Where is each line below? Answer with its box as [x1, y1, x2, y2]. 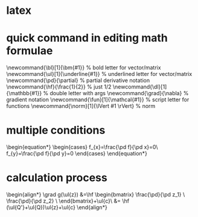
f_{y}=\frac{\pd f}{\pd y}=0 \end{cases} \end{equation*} [6, 150, 148, 157]
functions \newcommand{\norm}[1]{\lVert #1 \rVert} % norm [6, 102, 156, 110]
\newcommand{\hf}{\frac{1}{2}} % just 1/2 [6, 83, 112, 90]
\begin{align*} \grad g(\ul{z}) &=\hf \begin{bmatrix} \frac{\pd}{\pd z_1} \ [6, 191, 185, 198]
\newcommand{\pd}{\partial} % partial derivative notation [6, 77, 150, 84]
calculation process [6, 171, 107, 184]
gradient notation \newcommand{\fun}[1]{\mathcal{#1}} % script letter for [6, 96, 190, 103]
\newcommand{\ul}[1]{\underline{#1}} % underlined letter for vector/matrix [6, 71, 193, 78]
